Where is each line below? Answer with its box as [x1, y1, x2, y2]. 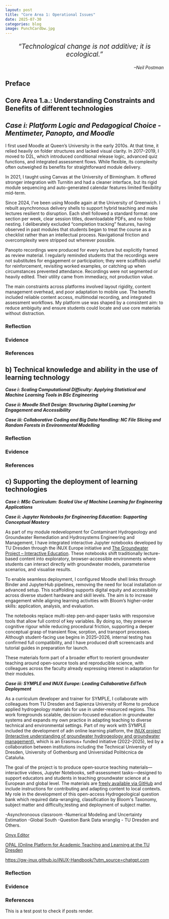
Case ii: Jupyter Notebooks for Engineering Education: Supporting [5, 514, 147, 520]
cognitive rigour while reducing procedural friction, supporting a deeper [5, 623, 154, 629]
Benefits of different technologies [5, 104, 113, 112]
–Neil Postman [134, 65, 164, 71]
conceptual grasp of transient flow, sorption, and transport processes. [5, 629, 151, 635]
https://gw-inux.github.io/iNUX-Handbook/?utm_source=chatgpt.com [5, 856, 149, 863]
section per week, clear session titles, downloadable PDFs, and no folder [5, 215, 156, 222]
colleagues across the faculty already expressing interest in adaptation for [5, 665, 159, 671]
